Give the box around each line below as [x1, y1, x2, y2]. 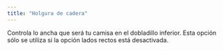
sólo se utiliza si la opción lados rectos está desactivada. [7, 35, 169, 44]
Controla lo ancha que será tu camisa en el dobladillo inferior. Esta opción [7, 29, 217, 37]
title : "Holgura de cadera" [7, 10, 88, 17]
